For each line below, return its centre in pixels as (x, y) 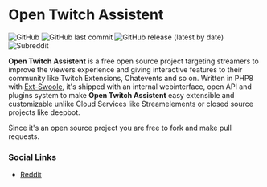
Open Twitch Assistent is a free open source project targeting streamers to (133, 61)
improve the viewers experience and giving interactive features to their (125, 69)
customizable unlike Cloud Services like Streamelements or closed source (131, 104)
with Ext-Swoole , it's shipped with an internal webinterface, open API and (130, 87)
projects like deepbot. (44, 112)
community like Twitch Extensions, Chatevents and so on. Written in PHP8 (131, 78)
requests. (24, 136)
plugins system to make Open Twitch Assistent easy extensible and (121, 95)
